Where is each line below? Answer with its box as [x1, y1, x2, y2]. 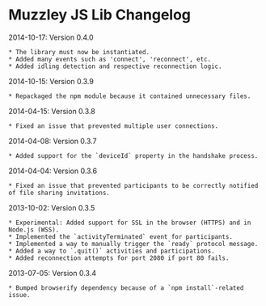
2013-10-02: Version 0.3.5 [8, 202, 95, 212]
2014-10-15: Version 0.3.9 [8, 76, 95, 86]
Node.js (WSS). [8, 225, 60, 234]
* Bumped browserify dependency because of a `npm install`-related [8, 283, 244, 292]
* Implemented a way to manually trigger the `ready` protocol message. [8, 240, 259, 248]
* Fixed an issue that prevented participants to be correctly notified [8, 181, 259, 189]
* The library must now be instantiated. [8, 48, 150, 56]
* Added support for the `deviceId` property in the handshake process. [8, 151, 259, 159]
